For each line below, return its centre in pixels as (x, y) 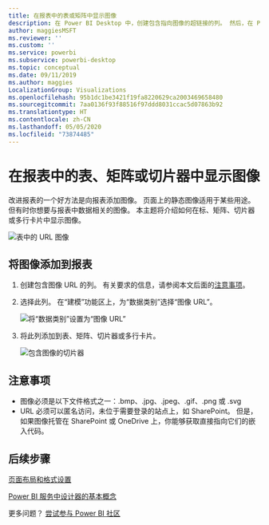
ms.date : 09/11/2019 (43, 75)
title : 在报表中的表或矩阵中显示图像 (63, 16)
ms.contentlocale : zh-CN (49, 120)
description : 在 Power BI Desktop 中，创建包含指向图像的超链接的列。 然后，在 (131, 23)
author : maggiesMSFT (43, 30)
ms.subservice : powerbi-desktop (62, 61)
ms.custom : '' (32, 45)
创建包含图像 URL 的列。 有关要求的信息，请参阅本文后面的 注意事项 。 (134, 285)
